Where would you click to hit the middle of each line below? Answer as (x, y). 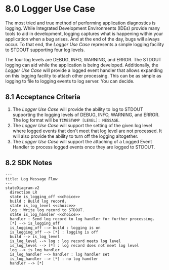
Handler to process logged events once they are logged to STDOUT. (84, 147)
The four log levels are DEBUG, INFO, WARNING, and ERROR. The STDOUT (83, 59)
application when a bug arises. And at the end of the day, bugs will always (82, 39)
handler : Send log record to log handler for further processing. (82, 219)
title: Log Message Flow (31, 179)
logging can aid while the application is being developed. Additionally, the (82, 65)
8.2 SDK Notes (29, 163)
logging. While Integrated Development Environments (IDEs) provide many (83, 28)
